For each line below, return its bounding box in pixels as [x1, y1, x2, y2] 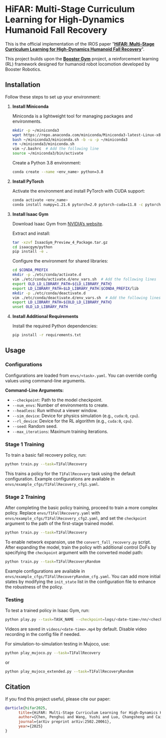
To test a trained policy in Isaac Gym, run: [5, 608, 90, 614]
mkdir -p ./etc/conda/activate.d [12, 272, 82, 277]
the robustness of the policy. [5, 583, 63, 590]
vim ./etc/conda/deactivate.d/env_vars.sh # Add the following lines [12, 295, 161, 300]
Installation [5, 81, 41, 89]
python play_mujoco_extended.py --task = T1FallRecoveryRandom [5, 669, 134, 674]
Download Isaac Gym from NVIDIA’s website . [12, 220, 104, 226]
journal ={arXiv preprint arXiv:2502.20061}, [18, 719, 112, 724]
